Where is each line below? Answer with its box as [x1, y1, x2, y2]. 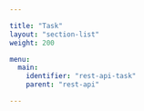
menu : [9, 55, 30, 64]
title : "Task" [9, 21, 64, 30]
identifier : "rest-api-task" [26, 72, 137, 81]
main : [17, 63, 39, 73]
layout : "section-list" [9, 29, 100, 39]
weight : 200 [9, 38, 55, 47]
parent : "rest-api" [26, 80, 100, 89]
